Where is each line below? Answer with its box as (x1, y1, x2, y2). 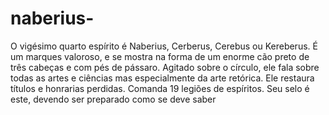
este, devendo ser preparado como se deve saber (10, 93, 217, 105)
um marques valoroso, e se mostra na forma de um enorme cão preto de (10, 50, 310, 62)
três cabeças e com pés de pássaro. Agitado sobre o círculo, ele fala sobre (10, 61, 320, 73)
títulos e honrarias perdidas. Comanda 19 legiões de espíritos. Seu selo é (10, 82, 310, 94)
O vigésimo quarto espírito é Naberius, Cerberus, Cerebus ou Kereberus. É (10, 40, 318, 52)
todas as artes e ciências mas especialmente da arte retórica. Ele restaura (10, 72, 315, 84)
